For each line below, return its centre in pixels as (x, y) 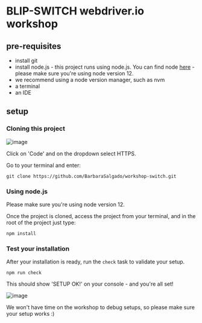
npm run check (24, 273)
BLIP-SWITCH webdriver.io (75, 11)
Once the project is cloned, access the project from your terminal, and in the (101, 216)
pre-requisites (34, 46)
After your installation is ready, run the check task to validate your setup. (96, 262)
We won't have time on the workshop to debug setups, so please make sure (100, 307)
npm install (21, 233)
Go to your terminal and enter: (44, 165)
